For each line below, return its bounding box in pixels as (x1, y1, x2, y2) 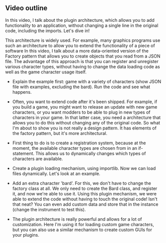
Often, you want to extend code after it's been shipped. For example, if (12, 99, 158, 105)
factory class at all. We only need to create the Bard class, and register (12, 185, 158, 191)
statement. (12, 150, 35, 156)
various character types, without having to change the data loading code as (5, 63, 160, 69)
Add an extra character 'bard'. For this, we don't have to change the (12, 180, 152, 186)
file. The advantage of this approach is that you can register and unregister (5, 58, 159, 64)
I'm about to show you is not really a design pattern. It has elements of (12, 125, 157, 131)
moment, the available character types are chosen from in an (12, 145, 138, 151)
